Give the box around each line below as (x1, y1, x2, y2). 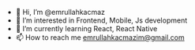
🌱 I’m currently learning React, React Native (15, 24, 158, 33)
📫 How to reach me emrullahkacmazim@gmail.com (15, 33, 185, 42)
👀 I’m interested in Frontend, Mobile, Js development (15, 16, 188, 25)
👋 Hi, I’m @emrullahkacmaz (15, 8, 105, 16)
